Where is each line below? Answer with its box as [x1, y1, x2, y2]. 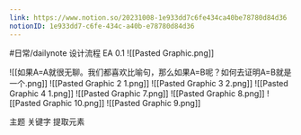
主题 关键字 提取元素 [9, 116, 85, 127]
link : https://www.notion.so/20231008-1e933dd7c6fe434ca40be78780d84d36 [9, 13, 288, 22]
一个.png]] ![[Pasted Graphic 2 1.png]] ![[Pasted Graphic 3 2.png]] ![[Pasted [9, 77, 289, 88]
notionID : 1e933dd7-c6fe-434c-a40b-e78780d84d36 [9, 22, 195, 31]
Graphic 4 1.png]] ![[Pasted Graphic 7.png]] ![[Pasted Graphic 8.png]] [9, 87, 265, 99]
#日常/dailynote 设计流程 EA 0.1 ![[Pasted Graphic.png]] [9, 47, 215, 58]
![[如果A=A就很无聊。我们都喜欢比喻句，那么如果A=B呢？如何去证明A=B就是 [9, 67, 292, 77]
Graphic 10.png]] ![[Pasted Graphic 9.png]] [42, 97, 201, 108]
